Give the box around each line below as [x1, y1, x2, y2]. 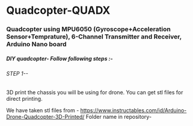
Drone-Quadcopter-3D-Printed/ [6, 113, 85, 120]
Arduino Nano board [6, 40, 67, 49]
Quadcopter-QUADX [6, 4, 111, 17]
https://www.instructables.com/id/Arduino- [80, 106, 187, 114]
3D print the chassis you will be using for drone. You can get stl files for [6, 88, 183, 96]
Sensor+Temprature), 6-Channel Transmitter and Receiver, [6, 32, 182, 41]
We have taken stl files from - [6, 106, 79, 114]
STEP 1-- [6, 70, 28, 77]
